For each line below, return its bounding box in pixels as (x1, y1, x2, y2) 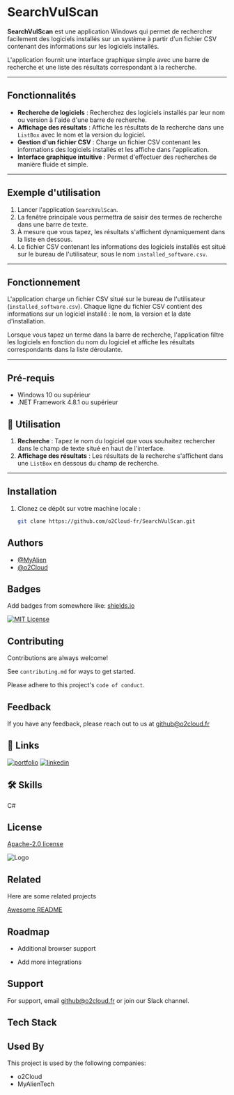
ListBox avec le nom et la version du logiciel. (17, 130, 146, 139)
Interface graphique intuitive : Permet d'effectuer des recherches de (17, 153, 217, 161)
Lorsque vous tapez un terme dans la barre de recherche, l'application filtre (7, 330, 224, 339)
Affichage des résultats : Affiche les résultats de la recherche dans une (17, 123, 224, 131)
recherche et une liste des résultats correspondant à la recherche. (7, 63, 197, 71)
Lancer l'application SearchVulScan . (17, 205, 118, 213)
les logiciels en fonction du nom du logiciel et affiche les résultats (7, 338, 195, 346)
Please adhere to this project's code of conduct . (7, 681, 145, 689)
